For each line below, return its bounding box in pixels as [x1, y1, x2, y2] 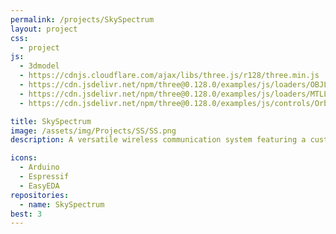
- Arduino [19, 162, 60, 173]
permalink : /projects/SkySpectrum [10, 14, 155, 25]
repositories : [10, 190, 70, 200]
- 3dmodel [19, 61, 60, 71]
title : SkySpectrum [10, 116, 92, 126]
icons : [10, 153, 38, 163]
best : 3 [10, 209, 43, 219]
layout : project [10, 24, 78, 34]
